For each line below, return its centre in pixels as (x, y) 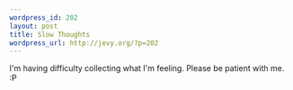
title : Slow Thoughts (50, 34)
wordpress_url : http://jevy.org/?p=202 (84, 43)
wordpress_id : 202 (44, 18)
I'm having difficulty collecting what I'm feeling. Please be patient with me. (147, 68)
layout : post (34, 26)
